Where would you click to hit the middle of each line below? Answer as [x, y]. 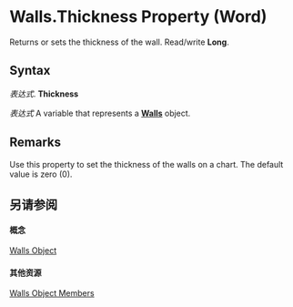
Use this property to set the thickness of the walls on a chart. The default [146, 164]
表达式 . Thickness [44, 94]
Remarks [35, 143]
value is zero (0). [41, 174]
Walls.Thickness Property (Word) [138, 17]
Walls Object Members [52, 293]
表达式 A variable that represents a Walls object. [100, 113]
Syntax [30, 71]
